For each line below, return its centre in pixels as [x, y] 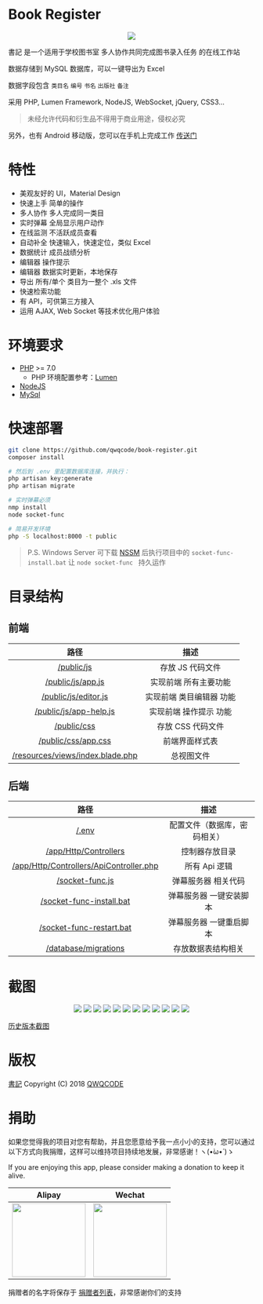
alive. [17, 1176]
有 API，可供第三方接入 [57, 301]
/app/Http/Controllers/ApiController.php [85, 866]
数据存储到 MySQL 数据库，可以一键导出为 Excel [86, 68]
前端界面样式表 [191, 741]
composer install [36, 457]
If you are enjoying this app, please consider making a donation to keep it [126, 1167]
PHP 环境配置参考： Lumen [74, 377]
